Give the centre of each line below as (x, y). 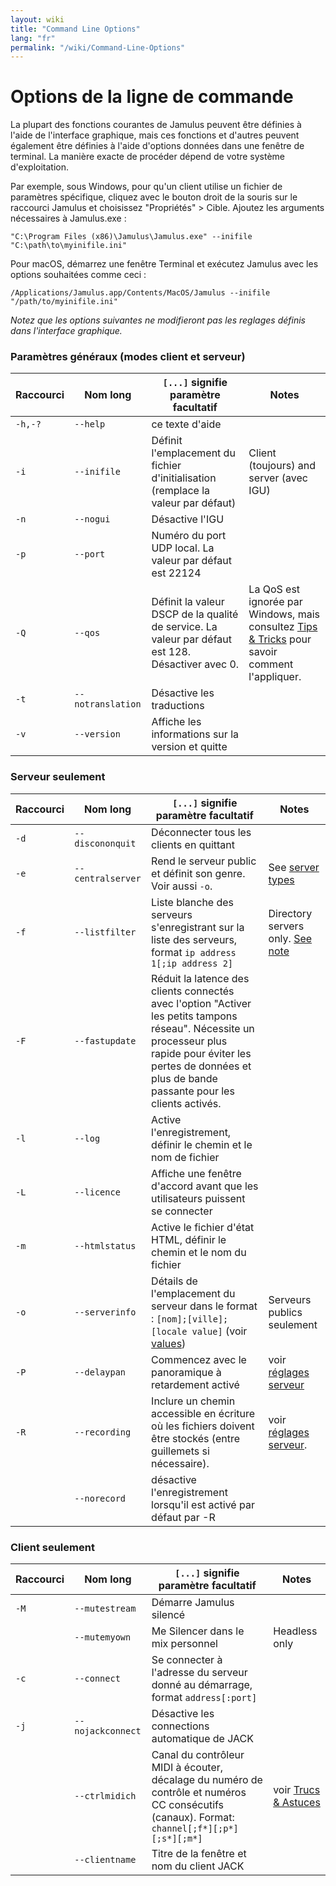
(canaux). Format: (193, 1818)
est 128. (171, 652)
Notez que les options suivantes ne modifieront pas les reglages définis (158, 320)
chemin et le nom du (199, 1252)
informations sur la (195, 734)
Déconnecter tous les (201, 832)
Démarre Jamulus (193, 1603)
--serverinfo (105, 1312)
